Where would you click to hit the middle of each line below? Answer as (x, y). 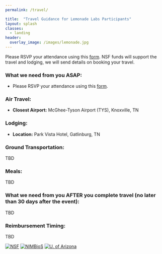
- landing (20, 33)
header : (13, 38)
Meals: (14, 171)
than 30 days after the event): (42, 202)
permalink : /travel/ (27, 10)
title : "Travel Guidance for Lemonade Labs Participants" (68, 19)
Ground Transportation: (35, 147)
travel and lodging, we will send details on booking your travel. (70, 62)
